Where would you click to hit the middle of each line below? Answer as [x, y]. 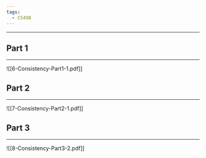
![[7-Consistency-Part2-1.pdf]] [45, 108]
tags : [13, 12]
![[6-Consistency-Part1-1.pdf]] [44, 69]
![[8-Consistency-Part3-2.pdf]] [45, 148]
